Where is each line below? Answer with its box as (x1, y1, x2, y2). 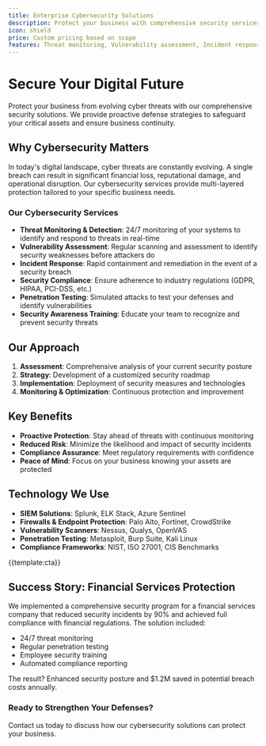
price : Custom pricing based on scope (8, 33, 136, 42)
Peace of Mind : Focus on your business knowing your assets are (19, 456, 232, 466)
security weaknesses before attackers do (19, 250, 155, 260)
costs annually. (8, 683, 58, 692)
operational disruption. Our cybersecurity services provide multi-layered (8, 179, 244, 188)
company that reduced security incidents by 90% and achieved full (8, 610, 228, 619)
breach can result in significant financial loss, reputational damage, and (8, 170, 241, 180)
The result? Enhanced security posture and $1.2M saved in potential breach (8, 674, 255, 683)
